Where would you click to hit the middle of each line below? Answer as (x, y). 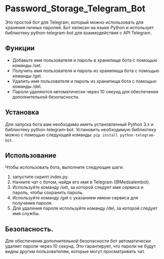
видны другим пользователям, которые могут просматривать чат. (75, 252)
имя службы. (26, 214)
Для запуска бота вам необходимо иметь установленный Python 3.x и (79, 124)
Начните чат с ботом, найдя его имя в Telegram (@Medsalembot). (81, 182)
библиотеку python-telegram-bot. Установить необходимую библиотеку (81, 129)
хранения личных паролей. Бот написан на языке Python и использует (80, 27)
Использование (31, 155)
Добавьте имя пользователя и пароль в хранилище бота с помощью (85, 60)
